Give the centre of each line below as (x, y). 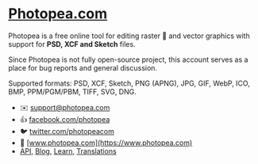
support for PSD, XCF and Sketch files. (72, 44)
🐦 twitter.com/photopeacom (67, 131)
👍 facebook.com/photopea (65, 119)
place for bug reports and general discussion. (83, 67)
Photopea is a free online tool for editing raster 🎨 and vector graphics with (129, 36)
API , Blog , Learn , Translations (68, 151)
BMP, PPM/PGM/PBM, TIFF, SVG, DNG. (72, 91)
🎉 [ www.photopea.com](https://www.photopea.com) (106, 143)
